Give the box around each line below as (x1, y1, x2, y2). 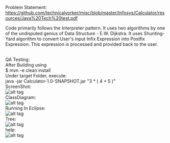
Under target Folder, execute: (5, 73, 67, 78)
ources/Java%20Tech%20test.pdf (5, 15, 78, 21)
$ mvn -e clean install (5, 67, 51, 73)
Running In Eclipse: (5, 105, 46, 111)
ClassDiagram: (5, 94, 36, 100)
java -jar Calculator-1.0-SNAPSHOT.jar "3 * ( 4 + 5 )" (5, 78, 116, 84)
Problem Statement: (5, 5, 47, 10)
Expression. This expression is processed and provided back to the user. (5, 41, 158, 47)
